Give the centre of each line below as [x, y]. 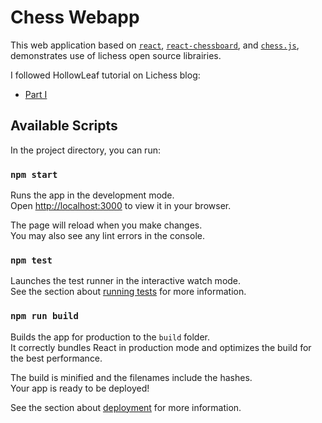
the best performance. [56, 358]
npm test [31, 260]
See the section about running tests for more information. [128, 292]
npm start [34, 174]
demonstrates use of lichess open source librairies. [116, 55]
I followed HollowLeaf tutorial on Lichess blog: [105, 75]
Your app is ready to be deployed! [80, 388]
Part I [36, 94]
